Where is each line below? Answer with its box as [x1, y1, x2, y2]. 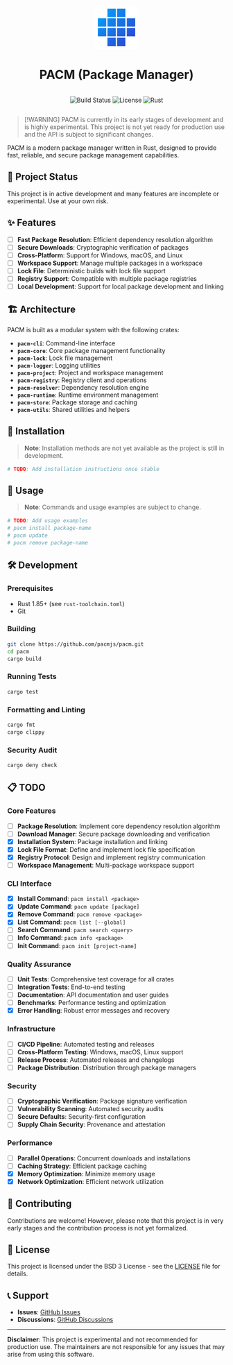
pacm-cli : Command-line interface [17, 338, 116, 347]
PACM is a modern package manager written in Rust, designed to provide [7, 144, 217, 152]
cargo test [7, 688, 39, 695]
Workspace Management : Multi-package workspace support [17, 861, 195, 869]
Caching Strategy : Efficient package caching [17, 1162, 147, 1170]
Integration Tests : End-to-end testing [17, 983, 126, 991]
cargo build [7, 655, 42, 662]
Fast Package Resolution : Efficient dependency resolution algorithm [17, 235, 214, 243]
